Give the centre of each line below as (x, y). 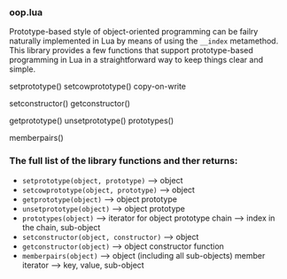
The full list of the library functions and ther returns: (124, 161)
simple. (23, 69)
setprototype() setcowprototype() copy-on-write (98, 87)
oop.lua (26, 12)
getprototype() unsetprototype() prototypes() (92, 120)
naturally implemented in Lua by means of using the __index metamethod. (144, 41)
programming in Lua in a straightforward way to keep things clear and (136, 60)
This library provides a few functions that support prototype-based (132, 50)
